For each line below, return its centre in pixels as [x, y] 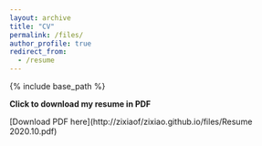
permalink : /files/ [47, 35]
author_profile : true [51, 43]
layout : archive [40, 18]
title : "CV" [32, 26]
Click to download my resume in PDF [80, 104]
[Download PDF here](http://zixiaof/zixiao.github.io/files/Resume [131, 121]
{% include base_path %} [58, 86]
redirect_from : [38, 52]
